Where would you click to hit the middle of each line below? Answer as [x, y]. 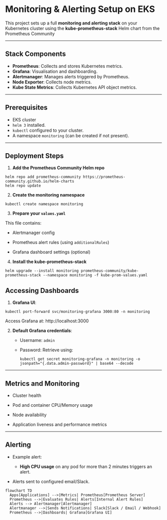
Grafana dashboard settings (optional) [51, 252]
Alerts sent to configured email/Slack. [51, 481]
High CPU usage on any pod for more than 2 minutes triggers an [86, 466]
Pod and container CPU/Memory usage [52, 405]
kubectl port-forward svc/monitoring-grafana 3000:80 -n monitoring [78, 312]
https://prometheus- [104, 177]
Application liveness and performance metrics [59, 424]
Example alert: [27, 457]
